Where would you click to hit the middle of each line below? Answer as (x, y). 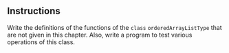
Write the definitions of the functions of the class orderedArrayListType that (115, 27)
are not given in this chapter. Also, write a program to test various (100, 35)
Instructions (34, 11)
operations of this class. (41, 42)
